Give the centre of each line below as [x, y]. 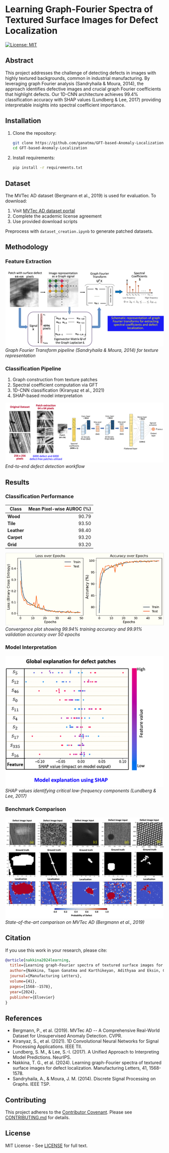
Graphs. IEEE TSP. [31, 1084]
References [24, 1018]
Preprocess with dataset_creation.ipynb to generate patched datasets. [79, 231]
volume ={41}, [23, 981]
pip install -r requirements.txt [48, 168]
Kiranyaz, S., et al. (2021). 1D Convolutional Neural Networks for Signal [86, 1041]
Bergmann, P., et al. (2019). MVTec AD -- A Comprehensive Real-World [86, 1030]
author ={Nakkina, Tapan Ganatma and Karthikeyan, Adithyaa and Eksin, [85, 971]
